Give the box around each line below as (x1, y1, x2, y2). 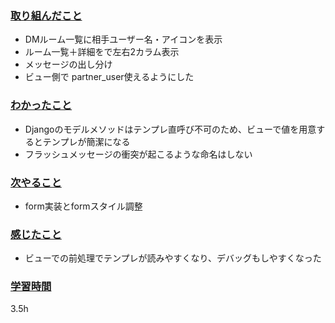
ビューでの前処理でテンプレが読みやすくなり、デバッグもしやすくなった (24, 252, 322, 264)
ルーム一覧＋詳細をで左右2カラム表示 (24, 46, 180, 58)
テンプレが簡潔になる (42, 135, 131, 147)
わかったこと (10, 98, 73, 112)
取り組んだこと (10, 8, 83, 22)
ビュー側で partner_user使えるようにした (24, 71, 195, 83)
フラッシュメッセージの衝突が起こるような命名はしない (24, 148, 253, 160)
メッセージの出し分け (24, 58, 113, 71)
